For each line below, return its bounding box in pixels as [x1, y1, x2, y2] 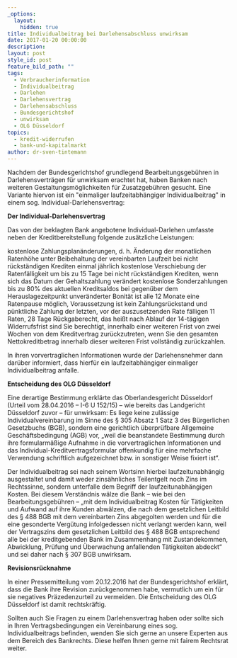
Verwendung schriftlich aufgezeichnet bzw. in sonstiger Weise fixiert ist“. [7, 454, 220, 462]
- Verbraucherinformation [13, 76, 91, 84]
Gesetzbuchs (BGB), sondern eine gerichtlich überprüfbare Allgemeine [7, 424, 214, 432]
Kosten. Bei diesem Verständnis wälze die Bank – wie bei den [7, 490, 186, 498]
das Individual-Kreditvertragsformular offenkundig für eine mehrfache [7, 446, 212, 454]
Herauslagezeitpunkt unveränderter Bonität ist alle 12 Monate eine [7, 292, 200, 300]
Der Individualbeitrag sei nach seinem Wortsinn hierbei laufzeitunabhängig [7, 467, 225, 475]
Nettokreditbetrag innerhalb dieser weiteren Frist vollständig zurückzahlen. [7, 337, 226, 346]
